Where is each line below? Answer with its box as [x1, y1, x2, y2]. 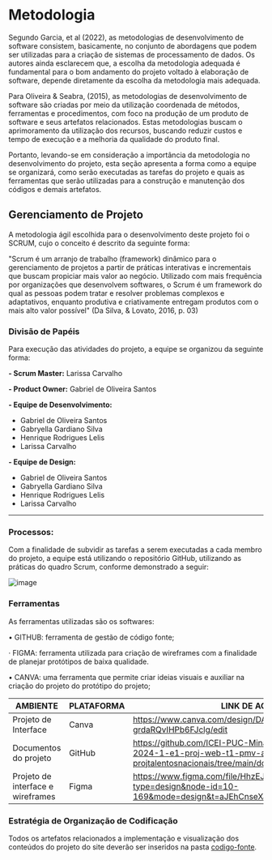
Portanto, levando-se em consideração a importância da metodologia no [8, 150, 251, 160]
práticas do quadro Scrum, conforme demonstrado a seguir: [8, 562, 209, 572]
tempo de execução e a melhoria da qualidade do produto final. [8, 134, 220, 143]
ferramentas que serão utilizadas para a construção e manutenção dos [8, 176, 245, 186]
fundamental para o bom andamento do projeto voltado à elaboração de [8, 66, 249, 76]
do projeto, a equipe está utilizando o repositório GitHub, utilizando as [8, 554, 241, 563]
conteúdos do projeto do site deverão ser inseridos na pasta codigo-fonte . [8, 841, 257, 852]
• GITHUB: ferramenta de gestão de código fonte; [8, 632, 175, 642]
